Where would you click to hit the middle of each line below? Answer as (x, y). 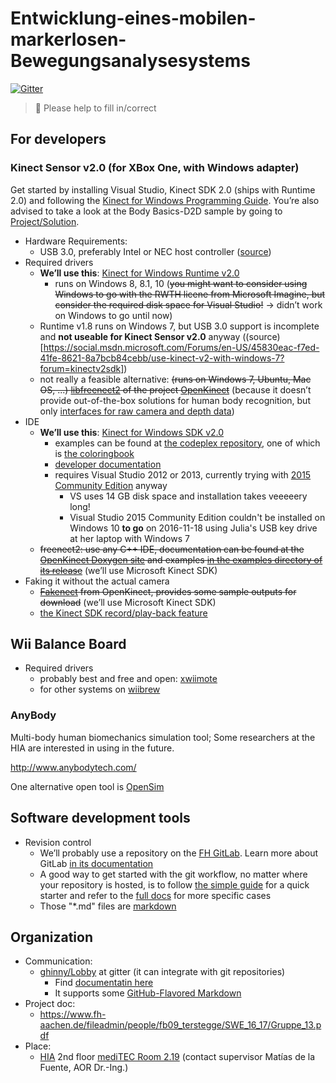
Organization (51, 937)
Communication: (58, 961)
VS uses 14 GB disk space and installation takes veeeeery (188, 496)
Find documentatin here (104, 983)
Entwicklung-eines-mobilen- (133, 18)
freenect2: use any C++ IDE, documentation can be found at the (172, 549)
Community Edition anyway (111, 485)
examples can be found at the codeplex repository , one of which (187, 443)
